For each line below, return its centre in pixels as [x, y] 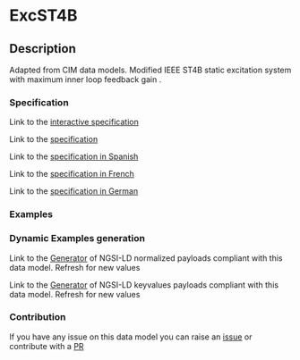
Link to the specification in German [74, 191]
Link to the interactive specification [74, 122]
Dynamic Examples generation [77, 239]
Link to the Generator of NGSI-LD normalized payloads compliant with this [146, 258]
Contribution [38, 317]
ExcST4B [43, 16]
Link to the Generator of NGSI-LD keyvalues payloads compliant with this [144, 285]
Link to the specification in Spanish [74, 156]
